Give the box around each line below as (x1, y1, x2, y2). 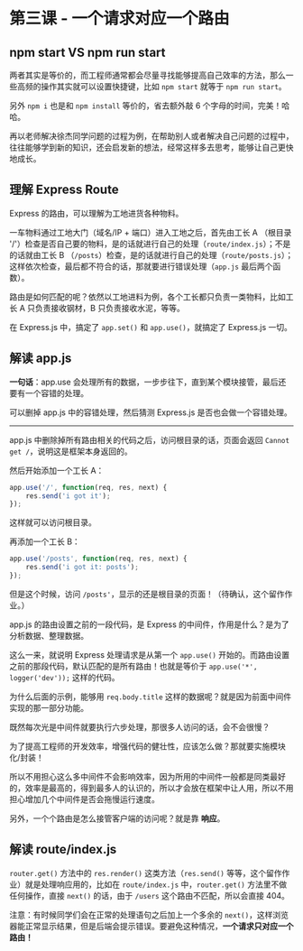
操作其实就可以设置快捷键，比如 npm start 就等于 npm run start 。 (40, 81, 287, 91)
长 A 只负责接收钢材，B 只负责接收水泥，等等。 (9, 302, 185, 313)
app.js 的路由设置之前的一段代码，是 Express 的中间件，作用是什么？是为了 (9, 619, 290, 630)
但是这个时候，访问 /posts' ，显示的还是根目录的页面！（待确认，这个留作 (9, 588, 286, 599)
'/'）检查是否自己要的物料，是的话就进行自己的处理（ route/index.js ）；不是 (9, 238, 291, 249)
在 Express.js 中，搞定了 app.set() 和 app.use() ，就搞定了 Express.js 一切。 (9, 321, 293, 332)
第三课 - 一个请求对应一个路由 (9, 8, 230, 29)
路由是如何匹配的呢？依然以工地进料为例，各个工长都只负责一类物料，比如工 (9, 291, 294, 302)
